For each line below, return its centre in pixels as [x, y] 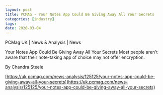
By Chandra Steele [24, 67]
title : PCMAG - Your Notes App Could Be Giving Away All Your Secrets [80, 14]
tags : [11, 24]
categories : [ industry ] [30, 19]
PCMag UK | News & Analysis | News [43, 42]
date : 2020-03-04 [23, 28]
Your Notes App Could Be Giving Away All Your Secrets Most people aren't [81, 52]
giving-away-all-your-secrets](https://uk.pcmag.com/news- [67, 82]
